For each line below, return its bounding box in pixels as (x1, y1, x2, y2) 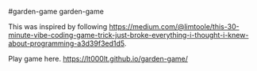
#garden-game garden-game (8, 7, 105, 16)
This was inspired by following (8, 22, 108, 31)
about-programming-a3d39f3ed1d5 (8, 39, 125, 48)
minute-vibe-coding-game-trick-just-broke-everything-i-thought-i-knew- (8, 31, 249, 39)
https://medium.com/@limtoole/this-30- (109, 22, 240, 31)
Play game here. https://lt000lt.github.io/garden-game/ (8, 54, 189, 63)
